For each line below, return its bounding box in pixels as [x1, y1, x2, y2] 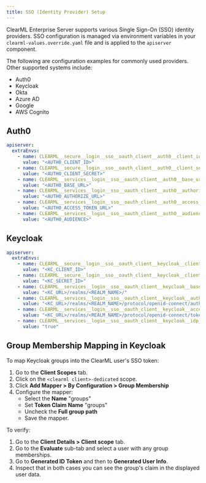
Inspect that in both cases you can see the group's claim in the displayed [15, 464, 200, 471]
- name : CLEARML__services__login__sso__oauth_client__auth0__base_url [17, 176, 204, 183]
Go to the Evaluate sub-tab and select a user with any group [15, 444, 169, 452]
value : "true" [22, 323, 59, 330]
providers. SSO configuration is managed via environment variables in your [6, 32, 196, 40]
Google [15, 102, 34, 109]
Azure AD [15, 95, 40, 102]
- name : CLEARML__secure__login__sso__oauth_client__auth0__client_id [17, 154, 202, 160]
